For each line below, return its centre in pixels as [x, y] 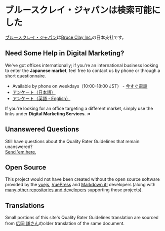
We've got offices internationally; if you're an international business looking [82, 65]
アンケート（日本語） [34, 92]
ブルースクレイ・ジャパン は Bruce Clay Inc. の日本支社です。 [66, 37]
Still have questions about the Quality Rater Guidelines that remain [72, 141]
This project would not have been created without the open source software [82, 179]
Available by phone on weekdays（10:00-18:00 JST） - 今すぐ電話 [80, 86]
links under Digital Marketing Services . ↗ [48, 114]
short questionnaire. [25, 76]
